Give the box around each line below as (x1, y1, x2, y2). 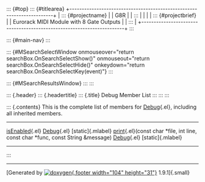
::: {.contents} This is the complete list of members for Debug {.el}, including (6, 103, 197, 111)
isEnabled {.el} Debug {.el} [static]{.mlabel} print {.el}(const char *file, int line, (6, 128, 197, 134)
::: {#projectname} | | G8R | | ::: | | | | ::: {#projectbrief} (61, 12, 196, 19)
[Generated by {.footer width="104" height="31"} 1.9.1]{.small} (6, 169, 190, 176)
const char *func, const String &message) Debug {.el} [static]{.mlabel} (6, 134, 182, 141)
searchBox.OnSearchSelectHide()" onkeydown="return (6, 61, 145, 68)
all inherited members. (6, 110, 63, 117)
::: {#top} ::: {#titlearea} (6, 5, 65, 12)
